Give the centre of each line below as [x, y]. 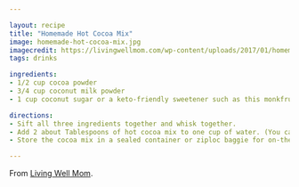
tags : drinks [33, 59]
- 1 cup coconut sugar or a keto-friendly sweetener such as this [135, 99]
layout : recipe [37, 25]
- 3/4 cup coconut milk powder [67, 91]
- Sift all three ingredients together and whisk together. [123, 124]
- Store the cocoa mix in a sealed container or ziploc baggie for [137, 140]
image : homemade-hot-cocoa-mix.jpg [75, 42]
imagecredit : [33, 50]
